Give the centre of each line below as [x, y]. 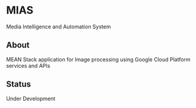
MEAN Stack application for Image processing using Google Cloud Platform [99, 59]
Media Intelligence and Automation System [59, 27]
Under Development [31, 99]
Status [19, 84]
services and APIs [28, 66]
